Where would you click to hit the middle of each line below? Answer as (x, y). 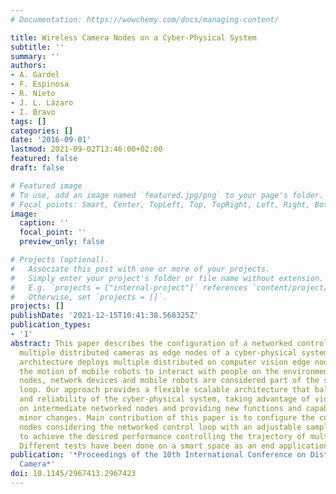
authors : (28, 66)
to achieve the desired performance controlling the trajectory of (163, 436)
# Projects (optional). (60, 260)
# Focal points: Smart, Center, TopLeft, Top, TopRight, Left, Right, (160, 204)
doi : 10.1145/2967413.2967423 (73, 474)
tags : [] (28, 121)
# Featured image (46, 186)
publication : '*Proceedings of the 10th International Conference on (158, 455)
